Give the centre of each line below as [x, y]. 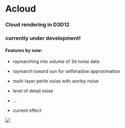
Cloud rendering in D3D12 [37, 25]
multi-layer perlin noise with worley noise [55, 81]
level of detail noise [33, 91]
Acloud [21, 9]
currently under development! [43, 38]
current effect [27, 111]
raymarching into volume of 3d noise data [56, 62]
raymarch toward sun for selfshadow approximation [66, 71]
